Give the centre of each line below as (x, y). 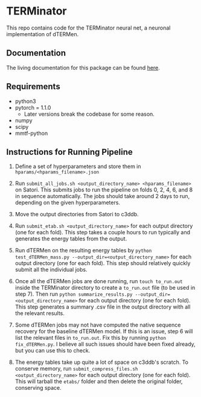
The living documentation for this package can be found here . (83, 67)
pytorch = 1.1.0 (33, 107)
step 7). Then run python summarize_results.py (74, 294)
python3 (25, 101)
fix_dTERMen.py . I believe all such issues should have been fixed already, (105, 344)
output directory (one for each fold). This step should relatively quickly (103, 263)
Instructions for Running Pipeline (69, 152)
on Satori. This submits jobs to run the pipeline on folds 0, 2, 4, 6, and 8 (104, 190)
